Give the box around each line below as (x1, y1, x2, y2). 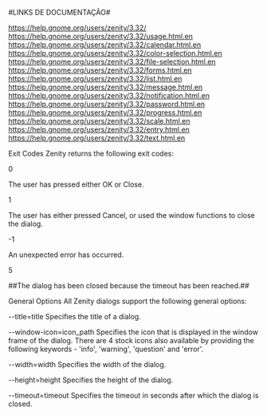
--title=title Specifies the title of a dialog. (8, 312, 141, 321)
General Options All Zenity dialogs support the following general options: (8, 296, 247, 306)
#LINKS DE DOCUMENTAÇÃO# (8, 8, 111, 17)
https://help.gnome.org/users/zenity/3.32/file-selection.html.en (8, 57, 217, 66)
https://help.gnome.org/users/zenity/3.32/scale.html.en (8, 117, 190, 125)
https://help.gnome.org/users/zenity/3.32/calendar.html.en (8, 40, 202, 49)
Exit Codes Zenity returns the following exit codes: (8, 148, 174, 158)
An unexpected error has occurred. (8, 250, 124, 259)
